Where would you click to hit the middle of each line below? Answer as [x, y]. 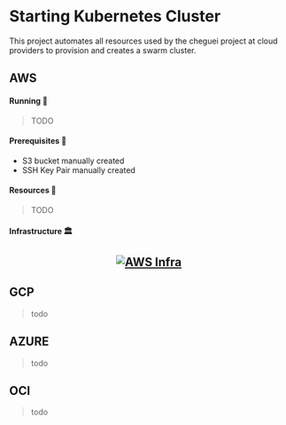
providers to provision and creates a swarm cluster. [103, 50]
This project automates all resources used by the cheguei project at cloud [143, 41]
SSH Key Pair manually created [78, 169]
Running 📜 [29, 100]
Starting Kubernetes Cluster [115, 16]
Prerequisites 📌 [38, 141]
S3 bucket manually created [73, 161]
